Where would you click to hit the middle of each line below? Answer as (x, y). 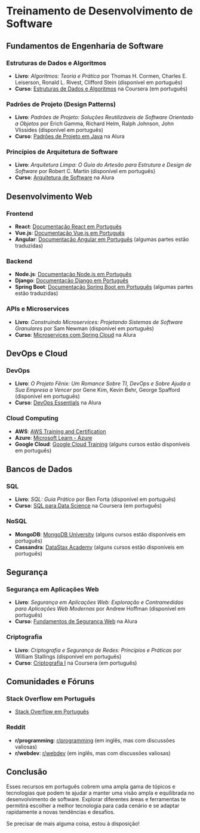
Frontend (20, 213)
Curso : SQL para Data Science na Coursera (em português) (88, 506)
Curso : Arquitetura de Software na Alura (64, 177)
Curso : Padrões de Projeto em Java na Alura (70, 137)
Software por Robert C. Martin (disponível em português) (85, 171)
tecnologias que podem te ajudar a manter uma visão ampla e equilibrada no (100, 793)
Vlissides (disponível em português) (59, 130)
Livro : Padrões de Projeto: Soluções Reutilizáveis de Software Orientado (104, 117)
